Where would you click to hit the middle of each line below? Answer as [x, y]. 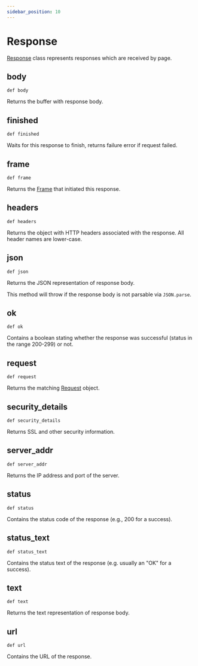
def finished [23, 134]
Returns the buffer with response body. [55, 102]
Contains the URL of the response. [49, 656]
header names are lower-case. [45, 239]
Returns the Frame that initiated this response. [64, 189]
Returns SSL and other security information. [61, 432]
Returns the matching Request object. [53, 388]
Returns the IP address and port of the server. [63, 475]
